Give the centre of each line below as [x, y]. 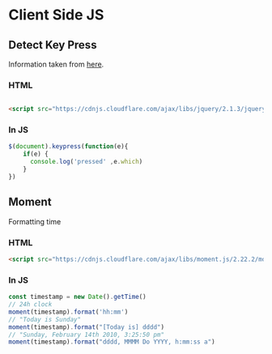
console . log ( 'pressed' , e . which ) [86, 162]
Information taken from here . [56, 64]
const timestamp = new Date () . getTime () [78, 297]
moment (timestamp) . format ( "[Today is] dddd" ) [86, 327]
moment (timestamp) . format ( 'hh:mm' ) [68, 312]
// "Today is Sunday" [45, 319]
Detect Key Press [53, 45]
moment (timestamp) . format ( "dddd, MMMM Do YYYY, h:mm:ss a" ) [112, 342]
